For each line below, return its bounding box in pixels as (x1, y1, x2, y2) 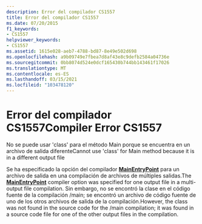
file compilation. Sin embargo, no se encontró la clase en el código (24, 185, 191, 192)
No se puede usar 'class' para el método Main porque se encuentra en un (6, 140, 190, 148)
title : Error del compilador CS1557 (6, 15, 99, 21)
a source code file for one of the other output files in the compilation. (6, 210, 179, 218)
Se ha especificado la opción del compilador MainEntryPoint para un (6, 165, 180, 173)
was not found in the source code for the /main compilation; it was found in (6, 204, 194, 211)
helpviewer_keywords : (6, 37, 61, 43)
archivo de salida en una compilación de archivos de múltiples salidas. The (6, 172, 192, 179)
